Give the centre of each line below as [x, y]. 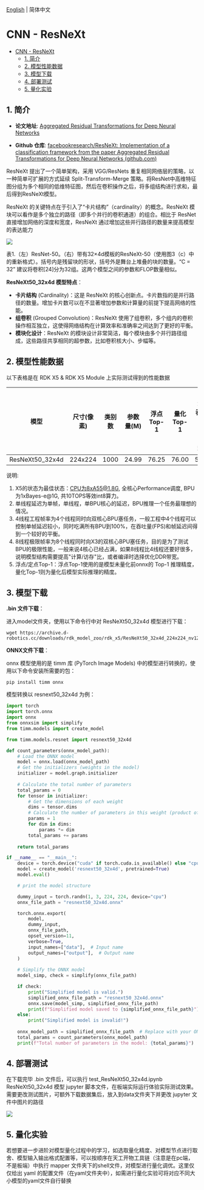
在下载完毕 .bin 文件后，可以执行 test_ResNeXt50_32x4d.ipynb [84, 1079]
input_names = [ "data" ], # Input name [76, 947]
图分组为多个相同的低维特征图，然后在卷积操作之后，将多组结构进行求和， [99, 186]
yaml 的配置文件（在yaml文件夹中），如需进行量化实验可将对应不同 [107, 1173]
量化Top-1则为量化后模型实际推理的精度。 [67, 572]
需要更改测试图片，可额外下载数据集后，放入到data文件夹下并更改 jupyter [98, 1094]
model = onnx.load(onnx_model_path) [64, 762]
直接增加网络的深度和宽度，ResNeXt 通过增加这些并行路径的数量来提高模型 [100, 222]
